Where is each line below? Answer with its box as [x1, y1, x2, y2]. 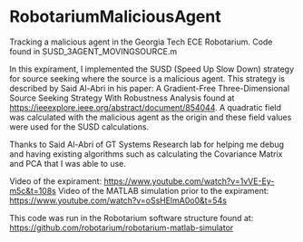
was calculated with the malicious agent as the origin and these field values [9, 111, 292, 122]
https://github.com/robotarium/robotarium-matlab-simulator [9, 222, 234, 233]
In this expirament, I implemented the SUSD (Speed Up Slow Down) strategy [9, 63, 295, 74]
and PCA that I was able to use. [9, 158, 127, 169]
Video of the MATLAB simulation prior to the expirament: [57, 185, 269, 196]
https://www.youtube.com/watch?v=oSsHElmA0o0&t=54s [9, 195, 227, 206]
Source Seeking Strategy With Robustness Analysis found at [9, 92, 235, 103]
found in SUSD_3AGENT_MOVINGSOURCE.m [9, 45, 178, 56]
